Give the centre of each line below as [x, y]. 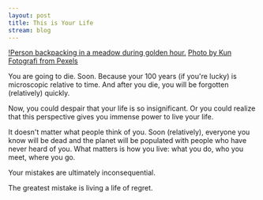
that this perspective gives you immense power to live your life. [111, 117]
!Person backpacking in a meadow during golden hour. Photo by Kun [120, 53]
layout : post [30, 15]
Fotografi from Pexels [43, 61]
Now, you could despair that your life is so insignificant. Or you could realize [132, 108]
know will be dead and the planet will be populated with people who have [128, 141]
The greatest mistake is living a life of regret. [81, 188]
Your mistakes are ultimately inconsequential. [82, 173]
